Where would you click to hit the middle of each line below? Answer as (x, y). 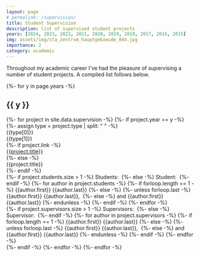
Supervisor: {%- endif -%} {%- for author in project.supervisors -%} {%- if (99, 215)
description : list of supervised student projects (71, 29)
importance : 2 (24, 46)
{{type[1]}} (19, 138)
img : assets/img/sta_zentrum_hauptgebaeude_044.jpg (72, 40)
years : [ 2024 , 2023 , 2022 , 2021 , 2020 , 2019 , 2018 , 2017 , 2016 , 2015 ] (96, 34)
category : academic (31, 51)
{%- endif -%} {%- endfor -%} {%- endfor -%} (64, 247)
